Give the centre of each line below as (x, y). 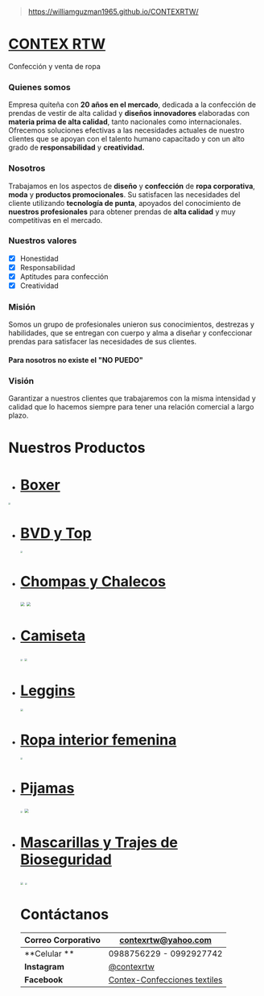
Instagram (44, 967)
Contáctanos (64, 914)
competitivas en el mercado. (56, 220)
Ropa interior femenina (98, 740)
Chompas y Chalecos (93, 581)
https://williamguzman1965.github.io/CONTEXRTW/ (113, 12)
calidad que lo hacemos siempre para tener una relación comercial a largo (131, 407)
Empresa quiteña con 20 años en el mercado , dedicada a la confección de (132, 105)
